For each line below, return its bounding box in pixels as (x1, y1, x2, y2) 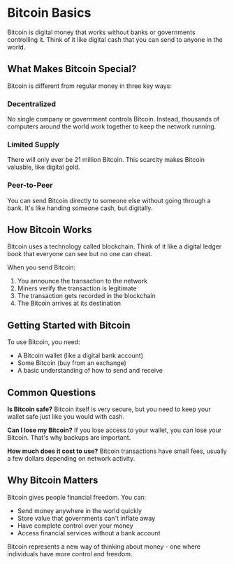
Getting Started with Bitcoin (7, 319, 131, 331)
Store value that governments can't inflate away (17, 514, 156, 522)
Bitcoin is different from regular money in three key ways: (7, 82, 173, 90)
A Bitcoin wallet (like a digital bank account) (17, 351, 144, 360)
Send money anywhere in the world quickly (17, 506, 142, 514)
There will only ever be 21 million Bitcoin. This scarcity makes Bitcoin (7, 156, 205, 164)
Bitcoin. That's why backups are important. (7, 433, 131, 442)
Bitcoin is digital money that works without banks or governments (7, 28, 196, 36)
